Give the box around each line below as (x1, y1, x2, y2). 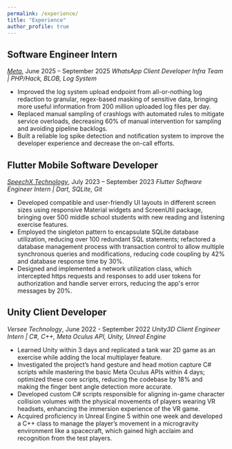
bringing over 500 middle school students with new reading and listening (17, 213, 225, 221)
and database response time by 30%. (17, 257, 124, 265)
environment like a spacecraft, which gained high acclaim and (17, 426, 193, 434)
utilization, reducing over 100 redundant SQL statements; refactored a (17, 235, 216, 243)
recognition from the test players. (17, 434, 113, 442)
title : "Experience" (7, 17, 67, 24)
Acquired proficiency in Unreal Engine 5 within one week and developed (17, 412, 223, 420)
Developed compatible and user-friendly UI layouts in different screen (17, 199, 216, 206)
